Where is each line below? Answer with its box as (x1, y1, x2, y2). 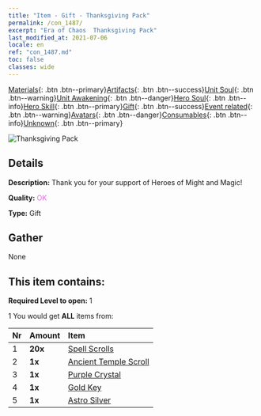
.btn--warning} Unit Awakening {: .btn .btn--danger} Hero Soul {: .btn (8, 93, 226, 103)
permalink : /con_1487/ (8, 19, 83, 27)
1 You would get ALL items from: (8, 312, 114, 321)
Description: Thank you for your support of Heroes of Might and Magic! (8, 177, 243, 187)
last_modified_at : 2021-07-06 (8, 33, 108, 42)
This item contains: (8, 274, 105, 289)
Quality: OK (8, 193, 47, 202)
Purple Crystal (67, 369, 121, 380)
